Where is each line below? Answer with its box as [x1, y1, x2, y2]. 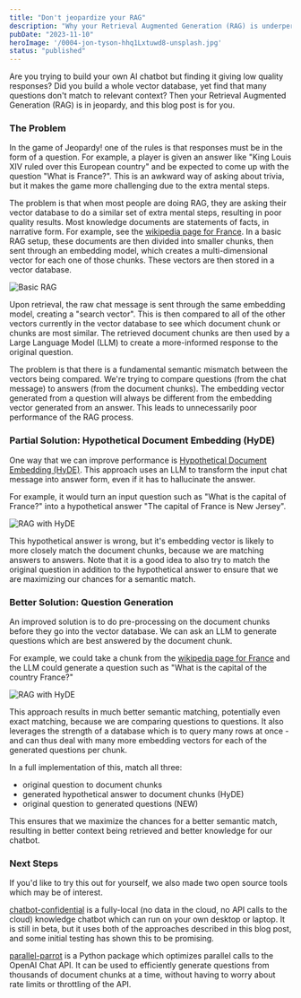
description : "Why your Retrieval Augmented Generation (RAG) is [9, 22, 258, 30]
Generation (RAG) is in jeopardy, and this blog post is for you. [9, 100, 236, 110]
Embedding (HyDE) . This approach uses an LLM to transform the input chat [9, 464, 288, 475]
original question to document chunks [21, 779, 163, 790]
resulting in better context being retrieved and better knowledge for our [9, 826, 273, 837]
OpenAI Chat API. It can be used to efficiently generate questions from [9, 960, 270, 971]
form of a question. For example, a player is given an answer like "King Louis [9, 152, 292, 162]
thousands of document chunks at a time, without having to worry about [9, 969, 276, 980]
